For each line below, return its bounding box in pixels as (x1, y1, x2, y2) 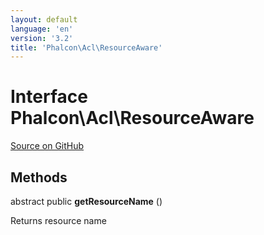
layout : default (10, 14, 78, 25)
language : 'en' (10, 24, 74, 34)
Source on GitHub (10, 140, 85, 152)
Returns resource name (10, 215, 107, 226)
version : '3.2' (10, 33, 74, 43)
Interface (10, 86, 88, 108)
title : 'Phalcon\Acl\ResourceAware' (10, 42, 163, 53)
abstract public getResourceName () (10, 196, 163, 207)
